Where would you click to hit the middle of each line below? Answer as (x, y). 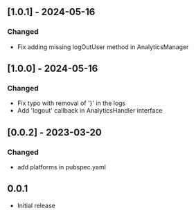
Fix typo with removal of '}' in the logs (71, 103)
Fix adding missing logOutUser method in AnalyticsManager (103, 47)
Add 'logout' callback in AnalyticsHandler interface (90, 111)
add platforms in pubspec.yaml (61, 167)
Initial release (36, 205)
